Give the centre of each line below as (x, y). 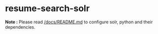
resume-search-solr (47, 8)
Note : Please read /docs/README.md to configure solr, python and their (79, 22)
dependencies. (20, 27)
